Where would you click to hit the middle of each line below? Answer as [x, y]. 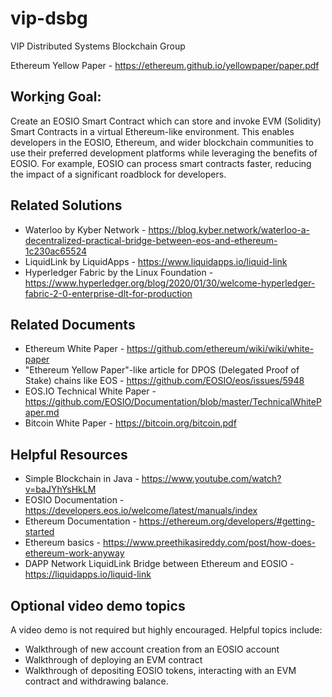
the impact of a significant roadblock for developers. [118, 174]
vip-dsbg [49, 18]
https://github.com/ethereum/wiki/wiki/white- [220, 349]
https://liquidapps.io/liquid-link [88, 574]
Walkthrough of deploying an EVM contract [113, 660]
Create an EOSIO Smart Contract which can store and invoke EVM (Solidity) [166, 121]
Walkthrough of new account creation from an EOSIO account [152, 649]
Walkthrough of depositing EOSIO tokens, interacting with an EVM [160, 670]
